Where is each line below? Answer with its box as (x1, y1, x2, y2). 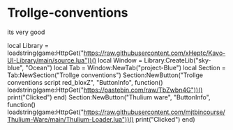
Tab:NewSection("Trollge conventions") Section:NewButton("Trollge (7, 71, 204, 79)
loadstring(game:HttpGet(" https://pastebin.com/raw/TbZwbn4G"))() (7, 86, 203, 94)
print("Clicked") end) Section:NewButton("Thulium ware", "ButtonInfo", (7, 92, 211, 101)
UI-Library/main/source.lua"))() (7, 56, 96, 64)
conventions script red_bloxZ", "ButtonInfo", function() (7, 78, 163, 86)
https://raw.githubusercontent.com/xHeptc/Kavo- (83, 49, 226, 57)
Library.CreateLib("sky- (144, 56, 211, 64)
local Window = (97, 56, 143, 64)
